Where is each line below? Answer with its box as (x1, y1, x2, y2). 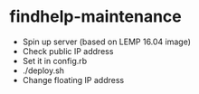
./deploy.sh (22, 65, 65, 76)
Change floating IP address (22, 74, 125, 85)
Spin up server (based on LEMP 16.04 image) (22, 36, 192, 47)
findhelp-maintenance (9, 6, 183, 27)
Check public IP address (22, 45, 114, 56)
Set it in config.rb (22, 55, 88, 66)
